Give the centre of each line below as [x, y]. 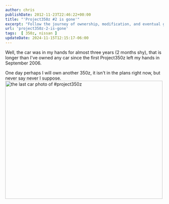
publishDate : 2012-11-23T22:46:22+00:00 [48, 15]
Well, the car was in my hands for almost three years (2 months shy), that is [83, 52]
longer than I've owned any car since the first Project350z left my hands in [82, 57]
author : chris [20, 10]
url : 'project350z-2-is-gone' [37, 29]
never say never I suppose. [33, 78]
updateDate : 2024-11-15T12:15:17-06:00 [47, 38]
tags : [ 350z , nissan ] [31, 33]
